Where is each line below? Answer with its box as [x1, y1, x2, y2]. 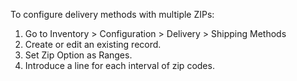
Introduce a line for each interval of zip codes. [24, 60, 215, 71]
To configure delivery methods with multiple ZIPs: [10, 9, 215, 20]
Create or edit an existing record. [24, 39, 162, 50]
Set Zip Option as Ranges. [24, 49, 133, 61]
